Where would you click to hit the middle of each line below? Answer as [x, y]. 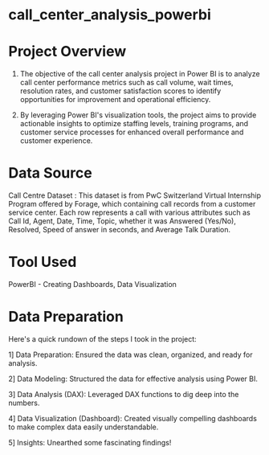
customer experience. [56, 141]
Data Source [50, 173]
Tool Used [43, 262]
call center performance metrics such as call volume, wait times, [127, 83]
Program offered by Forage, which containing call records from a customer [132, 204]
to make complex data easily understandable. [84, 427]
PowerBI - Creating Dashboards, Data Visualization [92, 284]
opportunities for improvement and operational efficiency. [115, 100]
